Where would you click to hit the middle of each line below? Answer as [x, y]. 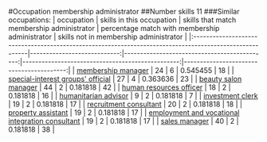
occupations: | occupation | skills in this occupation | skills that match [122, 20]
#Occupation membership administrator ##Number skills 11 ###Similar [124, 12]
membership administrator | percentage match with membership [114, 28]
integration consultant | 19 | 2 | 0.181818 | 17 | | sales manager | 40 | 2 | [124, 121]
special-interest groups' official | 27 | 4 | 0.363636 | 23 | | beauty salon [125, 79]
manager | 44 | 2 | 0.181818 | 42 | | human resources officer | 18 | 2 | [120, 87]
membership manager [113, 70]
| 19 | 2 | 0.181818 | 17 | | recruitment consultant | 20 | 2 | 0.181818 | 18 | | [126, 104]
